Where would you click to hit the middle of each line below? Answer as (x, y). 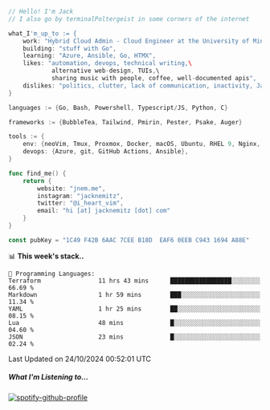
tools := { (27, 136)
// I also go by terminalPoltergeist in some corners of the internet (129, 19)
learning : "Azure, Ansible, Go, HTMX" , (90, 56)
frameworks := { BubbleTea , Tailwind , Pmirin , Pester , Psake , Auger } (125, 122)
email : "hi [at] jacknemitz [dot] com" (104, 211)
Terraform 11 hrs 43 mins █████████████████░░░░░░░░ (135, 281)
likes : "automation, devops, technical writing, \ (108, 63)
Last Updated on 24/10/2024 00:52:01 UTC (80, 359)
